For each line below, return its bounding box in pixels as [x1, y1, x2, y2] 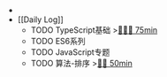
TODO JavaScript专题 [30, 47, 110, 58]
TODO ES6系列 [30, 36, 86, 46]
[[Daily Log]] [17, 14, 64, 25]
